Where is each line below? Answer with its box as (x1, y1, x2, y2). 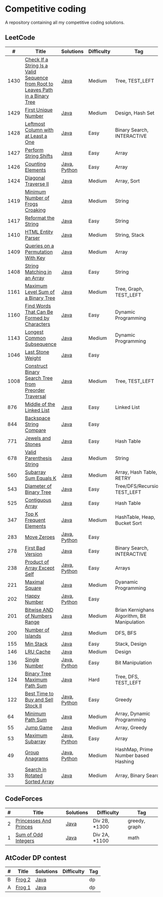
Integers (15, 837, 35, 844)
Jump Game (25, 724, 53, 731)
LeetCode (5, 33, 35, 42)
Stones (25, 441, 41, 448)
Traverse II (25, 181, 49, 187)
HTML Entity (25, 228, 53, 235)
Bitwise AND (25, 606, 53, 613)
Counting (25, 160, 46, 167)
